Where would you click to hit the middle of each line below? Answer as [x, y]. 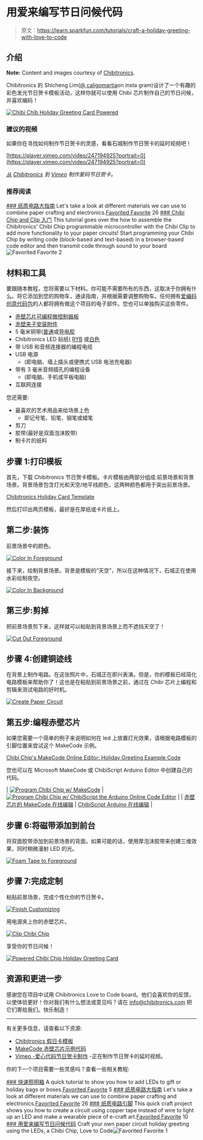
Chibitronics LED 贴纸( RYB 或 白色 [57, 339]
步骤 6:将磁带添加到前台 [51, 825]
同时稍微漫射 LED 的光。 [47, 849]
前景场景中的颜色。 [30, 546]
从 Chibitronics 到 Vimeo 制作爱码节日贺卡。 [61, 174]
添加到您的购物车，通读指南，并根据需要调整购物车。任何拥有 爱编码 [112, 296]
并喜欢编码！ [22, 100]
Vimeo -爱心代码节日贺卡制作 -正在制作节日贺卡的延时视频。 [90, 1056]
